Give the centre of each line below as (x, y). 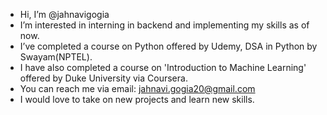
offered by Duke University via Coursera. (103, 78)
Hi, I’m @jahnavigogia (64, 14)
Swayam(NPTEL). (56, 57)
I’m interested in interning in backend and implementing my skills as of (164, 25)
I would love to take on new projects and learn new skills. (137, 99)
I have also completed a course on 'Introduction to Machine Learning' (163, 67)
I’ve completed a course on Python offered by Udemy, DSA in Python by (168, 46)
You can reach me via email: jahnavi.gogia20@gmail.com (137, 88)
